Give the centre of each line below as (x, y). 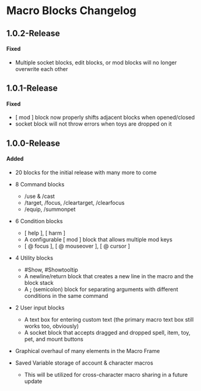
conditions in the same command (66, 295)
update (33, 381)
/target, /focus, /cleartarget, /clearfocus (75, 202)
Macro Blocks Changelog (71, 11)
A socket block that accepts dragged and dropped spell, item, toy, (107, 332)
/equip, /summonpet (50, 209)
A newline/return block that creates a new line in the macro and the (109, 276)
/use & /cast (39, 196)
